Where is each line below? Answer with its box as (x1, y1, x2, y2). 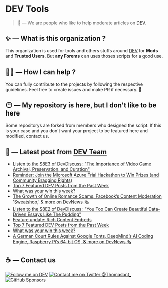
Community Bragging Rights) (12, 177, 73, 183)
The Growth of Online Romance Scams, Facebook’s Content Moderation (12, 193, 162, 199)
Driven (12, 211, 27, 217)
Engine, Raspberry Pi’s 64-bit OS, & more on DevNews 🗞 (12, 239, 132, 245)
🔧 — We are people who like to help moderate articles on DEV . (17, 20, 147, 26)
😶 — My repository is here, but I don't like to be (5, 101, 157, 109)
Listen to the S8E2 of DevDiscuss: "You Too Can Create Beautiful (12, 206, 147, 212)
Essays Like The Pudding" (27, 211, 82, 217)
